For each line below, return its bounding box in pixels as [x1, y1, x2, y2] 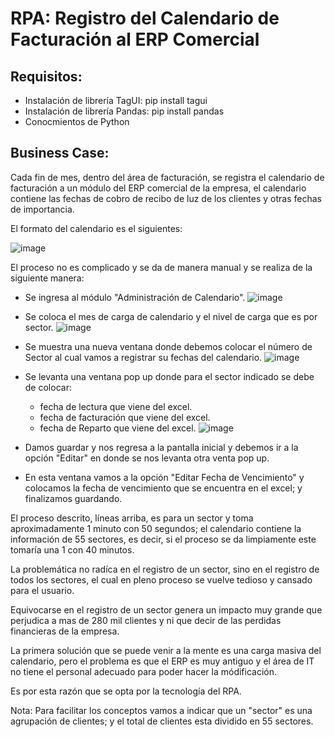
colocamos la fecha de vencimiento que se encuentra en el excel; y [24, 482, 303, 494]
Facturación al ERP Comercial [10, 28, 260, 51]
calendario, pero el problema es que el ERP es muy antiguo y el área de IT [10, 655, 315, 667]
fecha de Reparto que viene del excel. [39, 422, 197, 434]
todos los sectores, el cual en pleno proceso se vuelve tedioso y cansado [10, 573, 313, 586]
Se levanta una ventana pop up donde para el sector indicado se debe [24, 370, 315, 382]
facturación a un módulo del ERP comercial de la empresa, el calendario [10, 182, 307, 194]
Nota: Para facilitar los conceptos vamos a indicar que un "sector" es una [10, 704, 313, 716]
